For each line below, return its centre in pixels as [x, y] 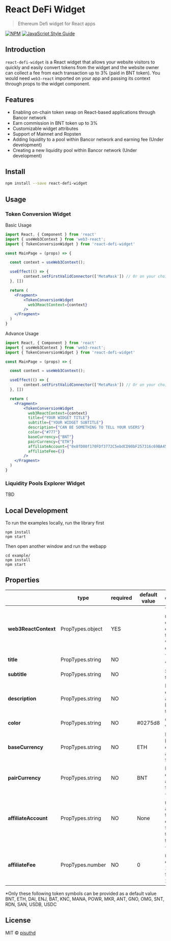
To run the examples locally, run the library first [55, 523]
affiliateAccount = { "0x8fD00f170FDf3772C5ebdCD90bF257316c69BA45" [98, 446]
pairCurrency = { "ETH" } [51, 442]
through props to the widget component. [48, 83]
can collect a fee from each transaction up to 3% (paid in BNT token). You [83, 73]
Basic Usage [19, 225]
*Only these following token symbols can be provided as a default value [81, 893]
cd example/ [18, 556]
